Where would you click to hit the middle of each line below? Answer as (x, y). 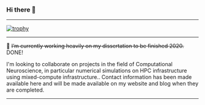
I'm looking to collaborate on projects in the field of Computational (89, 64)
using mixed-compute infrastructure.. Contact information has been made (99, 77)
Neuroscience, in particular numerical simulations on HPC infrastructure (97, 71)
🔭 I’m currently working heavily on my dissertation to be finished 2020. (95, 46)
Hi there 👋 (21, 10)
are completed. (25, 90)
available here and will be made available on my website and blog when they (103, 84)
